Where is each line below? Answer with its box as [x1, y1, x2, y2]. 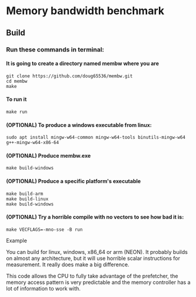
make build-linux [6, 196, 49, 202]
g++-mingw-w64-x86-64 [6, 140, 59, 146]
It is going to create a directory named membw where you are [6, 60, 160, 67]
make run [6, 109, 28, 115]
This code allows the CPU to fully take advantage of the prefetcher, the [6, 272, 178, 279]
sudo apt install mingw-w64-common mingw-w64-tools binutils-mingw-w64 [6, 135, 185, 141]
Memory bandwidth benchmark [6, 4, 165, 18]
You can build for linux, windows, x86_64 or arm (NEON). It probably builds [6, 248, 188, 255]
